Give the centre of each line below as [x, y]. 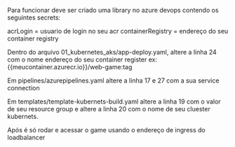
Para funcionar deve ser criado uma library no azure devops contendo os [113, 10]
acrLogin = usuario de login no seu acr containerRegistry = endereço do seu [118, 31]
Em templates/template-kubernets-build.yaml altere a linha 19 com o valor [114, 101]
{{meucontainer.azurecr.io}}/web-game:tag [70, 67]
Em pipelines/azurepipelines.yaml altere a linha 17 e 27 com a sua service [113, 80]
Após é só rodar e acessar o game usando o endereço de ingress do [106, 130]
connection [23, 88]
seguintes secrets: [34, 17]
